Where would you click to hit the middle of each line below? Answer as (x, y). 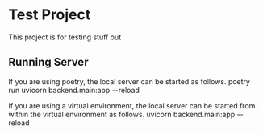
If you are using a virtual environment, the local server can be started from (132, 105)
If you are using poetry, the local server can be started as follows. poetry (129, 81)
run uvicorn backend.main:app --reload (74, 90)
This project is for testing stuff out (65, 37)
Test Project (50, 15)
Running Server (48, 62)
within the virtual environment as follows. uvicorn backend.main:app (122, 114)
